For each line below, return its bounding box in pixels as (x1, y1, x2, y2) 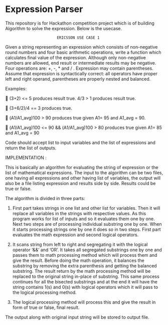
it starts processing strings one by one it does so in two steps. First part (12, 226, 161, 232)
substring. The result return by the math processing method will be (12, 268, 151, 274)
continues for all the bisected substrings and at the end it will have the (12, 278, 158, 284)
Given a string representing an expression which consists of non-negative (5, 44, 158, 50)
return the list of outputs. (5, 144, 57, 151)
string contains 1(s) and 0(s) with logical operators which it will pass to (12, 284, 158, 290)
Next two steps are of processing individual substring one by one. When (12, 221, 162, 227)
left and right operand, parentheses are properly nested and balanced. (5, 76, 151, 82)
